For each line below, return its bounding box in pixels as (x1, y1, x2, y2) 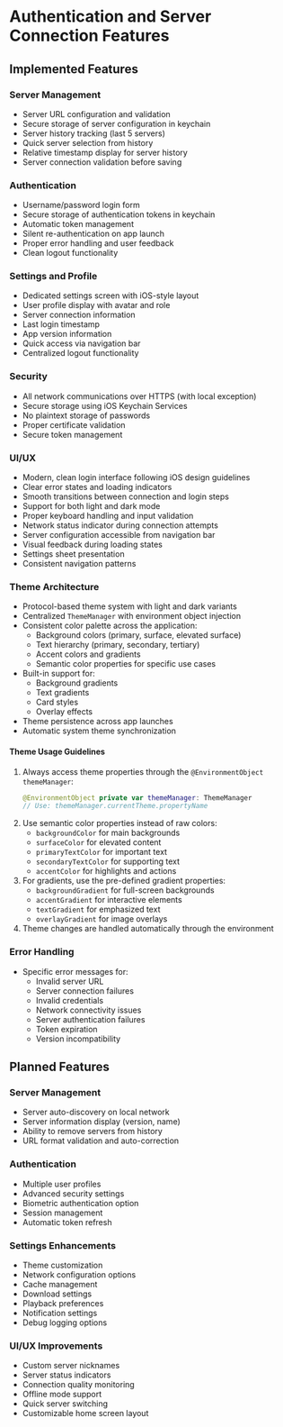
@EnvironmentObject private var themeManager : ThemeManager (22, 793, 252, 803)
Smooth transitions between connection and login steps (22, 491, 229, 502)
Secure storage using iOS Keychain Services (22, 400, 188, 411)
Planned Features (9, 1059, 111, 1074)
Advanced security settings (22, 1187, 125, 1199)
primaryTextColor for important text (35, 847, 168, 858)
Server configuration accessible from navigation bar (22, 530, 216, 541)
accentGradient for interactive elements (35, 895, 182, 905)
